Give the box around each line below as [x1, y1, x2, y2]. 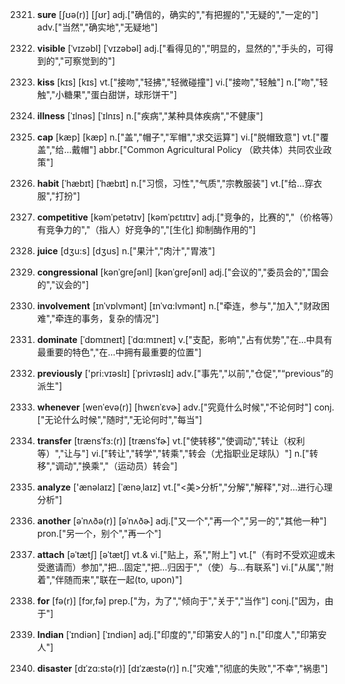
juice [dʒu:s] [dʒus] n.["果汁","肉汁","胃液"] [36, 245, 216, 257]
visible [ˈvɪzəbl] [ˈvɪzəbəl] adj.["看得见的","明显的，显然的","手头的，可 [36, 43, 325, 54]
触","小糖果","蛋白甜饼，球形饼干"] [36, 89, 177, 100]
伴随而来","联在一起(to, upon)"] [55, 574, 183, 585]
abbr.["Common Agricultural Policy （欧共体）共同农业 [98, 144, 324, 155]
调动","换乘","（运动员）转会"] [55, 460, 178, 472]
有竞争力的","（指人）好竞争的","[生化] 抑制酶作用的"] [36, 224, 257, 235]
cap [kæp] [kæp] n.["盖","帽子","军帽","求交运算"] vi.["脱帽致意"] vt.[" [36, 131, 320, 143]
